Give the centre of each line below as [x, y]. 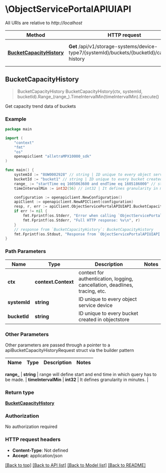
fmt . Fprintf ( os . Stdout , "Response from [55, 234]
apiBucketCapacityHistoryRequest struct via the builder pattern [70, 350]
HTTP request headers [33, 439]
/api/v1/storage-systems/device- [118, 46]
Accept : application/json [37, 455]
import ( [14, 138]
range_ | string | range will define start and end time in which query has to [81, 374]
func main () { [20, 170]
